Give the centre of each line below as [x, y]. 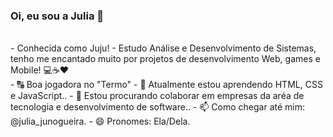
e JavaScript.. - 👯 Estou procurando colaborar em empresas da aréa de [157, 96]
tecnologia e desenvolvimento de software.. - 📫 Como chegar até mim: [157, 107]
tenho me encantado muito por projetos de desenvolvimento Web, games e [165, 59]
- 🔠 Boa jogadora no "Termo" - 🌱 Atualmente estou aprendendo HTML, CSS [166, 85]
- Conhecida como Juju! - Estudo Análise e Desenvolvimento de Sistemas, [163, 48]
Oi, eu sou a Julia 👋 [57, 16]
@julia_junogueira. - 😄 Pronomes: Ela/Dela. [100, 121]
